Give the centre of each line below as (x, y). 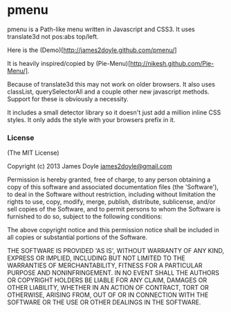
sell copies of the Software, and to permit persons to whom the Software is (114, 209)
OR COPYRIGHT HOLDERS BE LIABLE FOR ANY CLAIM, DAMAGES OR (107, 280)
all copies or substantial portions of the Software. (77, 237)
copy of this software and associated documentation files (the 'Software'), (113, 187)
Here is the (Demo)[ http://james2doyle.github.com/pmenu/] (92, 50)
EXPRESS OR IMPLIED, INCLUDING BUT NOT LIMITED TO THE (96, 258)
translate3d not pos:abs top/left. (53, 36)
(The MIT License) (34, 153)
